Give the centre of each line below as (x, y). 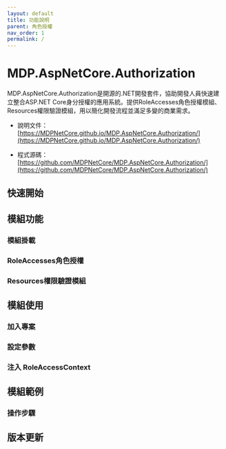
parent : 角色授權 (30, 26)
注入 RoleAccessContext (49, 367)
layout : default (30, 13)
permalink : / (26, 39)
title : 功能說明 (28, 20)
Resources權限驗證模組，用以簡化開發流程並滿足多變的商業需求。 (101, 111)
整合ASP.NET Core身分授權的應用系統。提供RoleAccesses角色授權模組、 (117, 102)
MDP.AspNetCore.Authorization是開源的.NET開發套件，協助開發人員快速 (110, 93)
